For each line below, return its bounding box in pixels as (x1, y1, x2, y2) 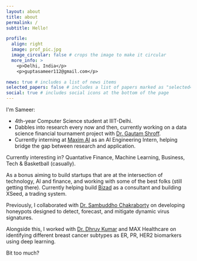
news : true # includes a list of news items (6, 79, 117, 85)
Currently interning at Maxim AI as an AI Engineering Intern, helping (14, 136, 178, 143)
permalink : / (6, 19, 38, 25)
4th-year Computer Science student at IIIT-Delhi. (14, 118, 133, 124)
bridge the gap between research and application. (14, 142, 136, 149)
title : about (6, 14, 38, 20)
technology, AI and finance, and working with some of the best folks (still (6, 178, 182, 185)
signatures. (6, 214, 33, 221)
